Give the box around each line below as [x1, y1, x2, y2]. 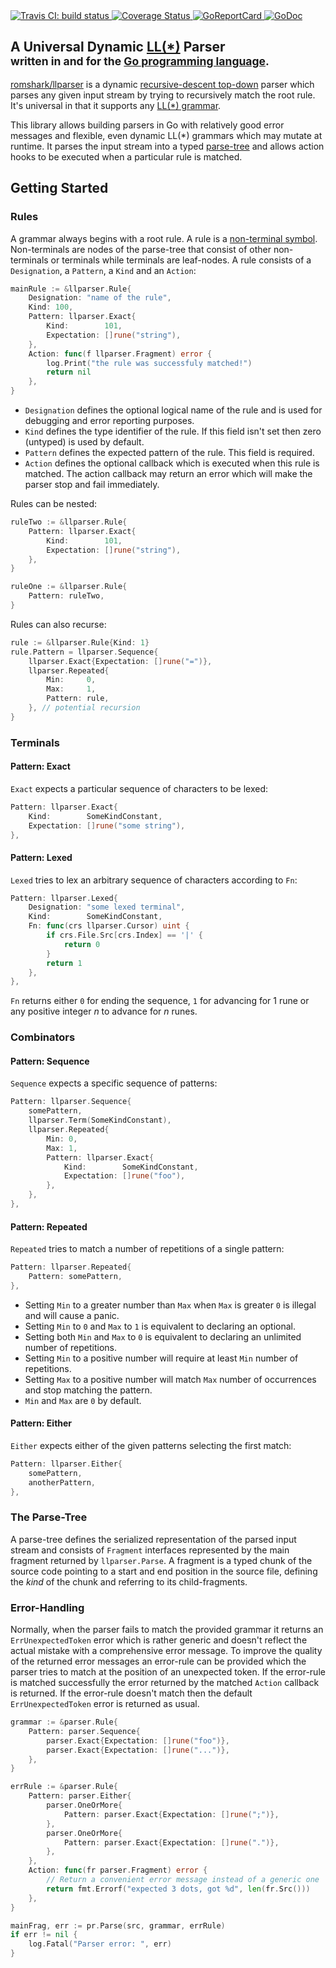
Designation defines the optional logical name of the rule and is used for [24, 404, 323, 416]
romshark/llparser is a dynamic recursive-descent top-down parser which [10, 78, 315, 90]
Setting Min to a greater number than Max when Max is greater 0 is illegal [24, 1299, 317, 1311]
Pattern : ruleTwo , [28, 591, 105, 601]
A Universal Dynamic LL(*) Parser [10, 39, 226, 56]
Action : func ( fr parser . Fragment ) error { [28, 1865, 208, 1876]
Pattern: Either [10, 1417, 73, 1429]
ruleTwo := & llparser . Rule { [10, 517, 128, 527]
